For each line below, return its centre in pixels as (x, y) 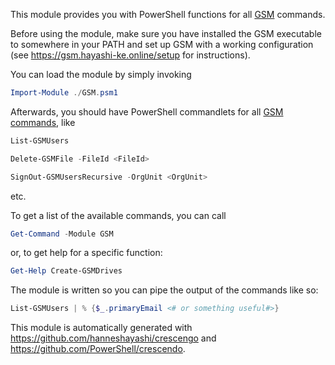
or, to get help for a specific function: (86, 253)
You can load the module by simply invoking (101, 74)
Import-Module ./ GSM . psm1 (64, 93)
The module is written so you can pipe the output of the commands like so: (164, 290)
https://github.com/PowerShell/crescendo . (98, 349)
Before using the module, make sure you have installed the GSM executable (166, 33)
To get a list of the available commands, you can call (118, 215)
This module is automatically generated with (101, 328)
